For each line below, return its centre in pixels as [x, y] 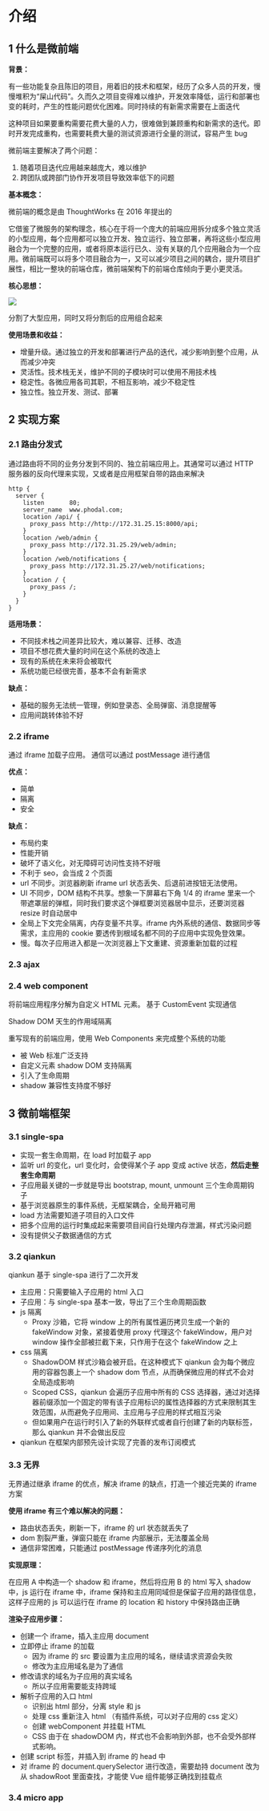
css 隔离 [34, 1352]
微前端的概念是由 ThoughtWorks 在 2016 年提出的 [90, 212]
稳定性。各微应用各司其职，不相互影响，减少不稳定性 [108, 382]
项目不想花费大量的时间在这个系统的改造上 [90, 651]
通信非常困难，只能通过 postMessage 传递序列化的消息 [111, 1548]
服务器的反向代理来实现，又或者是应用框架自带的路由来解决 [106, 473]
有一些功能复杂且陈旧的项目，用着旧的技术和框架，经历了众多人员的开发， [131, 86]
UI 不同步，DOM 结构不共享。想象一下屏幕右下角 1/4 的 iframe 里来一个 [137, 893]
